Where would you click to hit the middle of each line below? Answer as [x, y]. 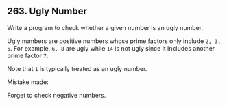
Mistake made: [28, 82]
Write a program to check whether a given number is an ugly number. [105, 27]
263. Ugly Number [47, 11]
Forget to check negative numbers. [57, 95]
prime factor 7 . [28, 55]
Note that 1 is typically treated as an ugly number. [77, 68]
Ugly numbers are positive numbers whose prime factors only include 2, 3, [114, 41]
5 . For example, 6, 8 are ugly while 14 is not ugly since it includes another [111, 48]
